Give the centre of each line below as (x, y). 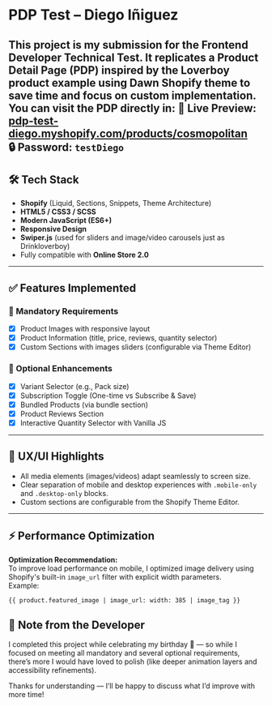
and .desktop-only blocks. (64, 493)
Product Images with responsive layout (85, 329)
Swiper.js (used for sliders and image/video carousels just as (122, 237)
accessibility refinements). (53, 670)
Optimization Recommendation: (63, 559)
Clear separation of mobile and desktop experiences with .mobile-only (138, 485)
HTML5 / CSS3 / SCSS (58, 212)
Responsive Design (53, 229)
